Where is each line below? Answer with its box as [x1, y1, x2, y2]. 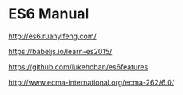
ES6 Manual [8, 5, 90, 23]
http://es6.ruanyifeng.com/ [8, 31, 97, 41]
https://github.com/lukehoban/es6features [8, 61, 149, 72]
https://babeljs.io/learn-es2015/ [8, 46, 113, 56]
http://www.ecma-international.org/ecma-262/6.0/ [8, 77, 174, 87]
